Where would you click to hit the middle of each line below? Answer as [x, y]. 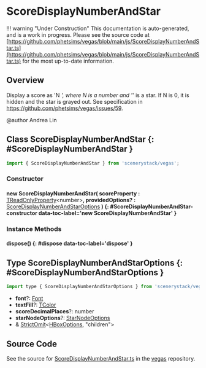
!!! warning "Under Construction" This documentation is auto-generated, [98, 28]
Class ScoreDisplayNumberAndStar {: [80, 139]
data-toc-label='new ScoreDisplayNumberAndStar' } [107, 213]
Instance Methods [34, 229]
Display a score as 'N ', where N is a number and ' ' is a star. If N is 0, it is [98, 95]
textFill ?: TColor [36, 305]
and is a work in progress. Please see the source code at [78, 34]
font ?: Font [29, 299]
